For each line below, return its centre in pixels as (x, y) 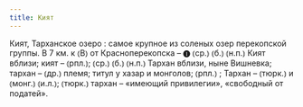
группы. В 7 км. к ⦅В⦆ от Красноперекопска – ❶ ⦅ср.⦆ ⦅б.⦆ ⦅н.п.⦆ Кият (137, 53)
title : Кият (32, 18)
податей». (28, 93)
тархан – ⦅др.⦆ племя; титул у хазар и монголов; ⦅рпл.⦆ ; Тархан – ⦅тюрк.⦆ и (151, 73)
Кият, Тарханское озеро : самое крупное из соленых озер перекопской (148, 43)
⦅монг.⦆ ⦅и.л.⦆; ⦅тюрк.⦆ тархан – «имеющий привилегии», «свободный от (147, 83)
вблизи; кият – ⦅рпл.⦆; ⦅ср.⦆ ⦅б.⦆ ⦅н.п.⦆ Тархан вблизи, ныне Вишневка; (141, 63)
